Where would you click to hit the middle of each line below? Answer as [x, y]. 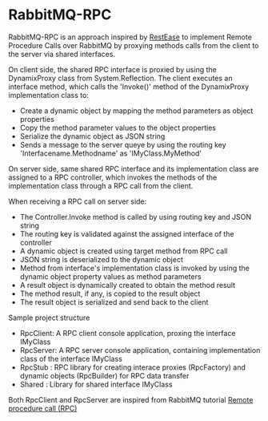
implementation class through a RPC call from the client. [101, 185]
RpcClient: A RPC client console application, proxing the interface [128, 333]
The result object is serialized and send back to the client [114, 302]
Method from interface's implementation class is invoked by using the [134, 268]
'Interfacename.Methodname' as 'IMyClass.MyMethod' [111, 153]
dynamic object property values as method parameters [110, 276]
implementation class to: [49, 95]
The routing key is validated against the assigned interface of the [127, 233]
